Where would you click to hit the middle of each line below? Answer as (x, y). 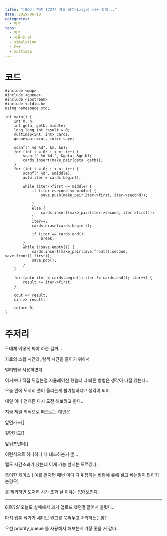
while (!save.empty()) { (49, 247)
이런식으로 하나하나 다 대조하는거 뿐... (42, 454)
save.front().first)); (29, 256)
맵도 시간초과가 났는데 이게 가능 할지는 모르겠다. (52, 464)
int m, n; (24, 121)
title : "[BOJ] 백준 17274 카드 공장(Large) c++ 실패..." (61, 10)
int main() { (19, 117)
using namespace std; (28, 108)
